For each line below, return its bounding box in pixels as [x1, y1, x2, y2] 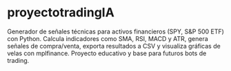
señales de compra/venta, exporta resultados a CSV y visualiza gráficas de [7, 42, 221, 50]
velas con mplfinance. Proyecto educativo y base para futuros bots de [7, 49, 207, 57]
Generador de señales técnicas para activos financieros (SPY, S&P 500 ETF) [7, 27, 224, 35]
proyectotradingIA [7, 5, 115, 20]
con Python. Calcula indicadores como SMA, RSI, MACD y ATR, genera [7, 34, 208, 42]
